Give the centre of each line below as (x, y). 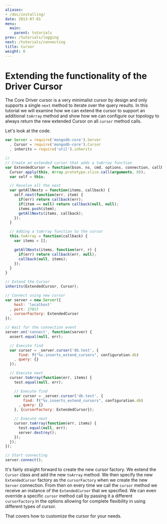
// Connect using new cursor (35, 295)
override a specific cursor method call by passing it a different (69, 496)
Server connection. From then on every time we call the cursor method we (81, 485)
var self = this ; (28, 177)
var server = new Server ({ (33, 300)
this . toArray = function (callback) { (49, 236)
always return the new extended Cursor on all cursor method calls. (73, 121)
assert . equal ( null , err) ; (37, 337)
